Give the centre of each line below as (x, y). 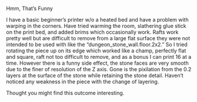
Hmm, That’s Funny (29, 8)
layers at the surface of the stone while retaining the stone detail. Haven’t (95, 75)
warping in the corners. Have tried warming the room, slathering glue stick (96, 26)
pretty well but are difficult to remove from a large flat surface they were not (98, 38)
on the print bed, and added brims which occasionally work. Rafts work (92, 32)
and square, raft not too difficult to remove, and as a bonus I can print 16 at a (99, 57)
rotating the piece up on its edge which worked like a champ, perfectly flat (96, 51)
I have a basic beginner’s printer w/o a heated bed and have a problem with (98, 20)
